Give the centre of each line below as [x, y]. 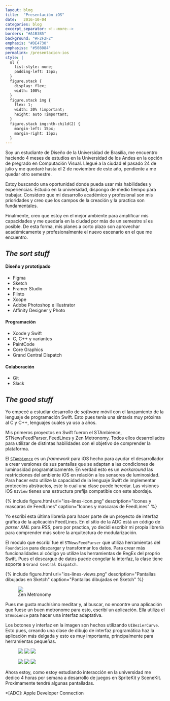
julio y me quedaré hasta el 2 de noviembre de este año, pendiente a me [81, 169]
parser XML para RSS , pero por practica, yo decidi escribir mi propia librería [84, 527]
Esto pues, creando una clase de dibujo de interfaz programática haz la [80, 631]
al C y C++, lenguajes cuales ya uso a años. [51, 423]
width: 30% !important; [40, 110]
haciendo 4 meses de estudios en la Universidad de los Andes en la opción [84, 158]
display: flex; [30, 86]
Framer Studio [27, 288]
